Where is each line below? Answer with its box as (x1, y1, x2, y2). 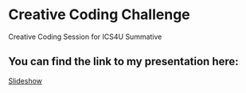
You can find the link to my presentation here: (8, 55, 239, 68)
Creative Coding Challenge (8, 6, 191, 24)
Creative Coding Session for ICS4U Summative (8, 32, 162, 41)
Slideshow (8, 76, 42, 85)
